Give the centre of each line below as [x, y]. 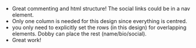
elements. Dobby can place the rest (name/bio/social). [79, 34]
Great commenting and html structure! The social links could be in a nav [101, 9]
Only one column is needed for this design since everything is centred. [100, 21]
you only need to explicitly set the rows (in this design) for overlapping [99, 27]
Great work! [26, 40]
